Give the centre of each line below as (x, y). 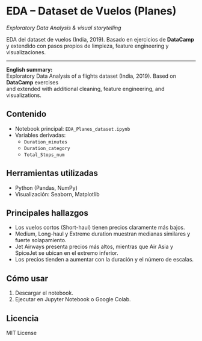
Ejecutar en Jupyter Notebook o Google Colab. (73, 299)
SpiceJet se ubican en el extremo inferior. (66, 253)
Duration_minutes (46, 142)
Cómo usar (27, 278)
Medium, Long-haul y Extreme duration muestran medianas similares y (103, 234)
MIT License (22, 333)
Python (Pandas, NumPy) (46, 187)
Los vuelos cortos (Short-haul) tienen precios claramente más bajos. (100, 228)
